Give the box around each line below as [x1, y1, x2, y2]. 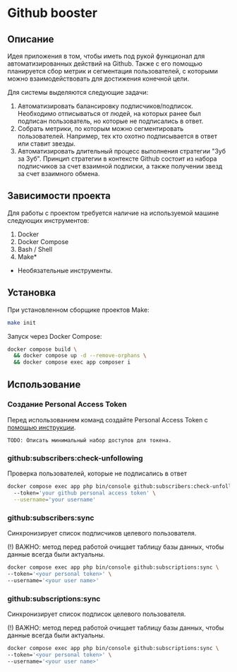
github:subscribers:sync [7, 513, 95, 523]
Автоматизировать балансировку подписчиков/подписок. [17, 102, 194, 110]
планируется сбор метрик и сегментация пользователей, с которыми [7, 67, 219, 75]
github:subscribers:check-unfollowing [7, 453, 143, 463]
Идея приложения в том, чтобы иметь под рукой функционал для [7, 52, 205, 60]
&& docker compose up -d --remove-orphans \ [13, 352, 147, 359]
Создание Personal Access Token [7, 400, 127, 410]
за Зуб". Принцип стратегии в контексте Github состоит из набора [17, 154, 217, 163]
